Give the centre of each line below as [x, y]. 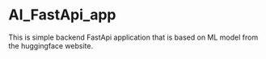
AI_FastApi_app [62, 15]
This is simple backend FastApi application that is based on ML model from [133, 37]
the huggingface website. [51, 45]
